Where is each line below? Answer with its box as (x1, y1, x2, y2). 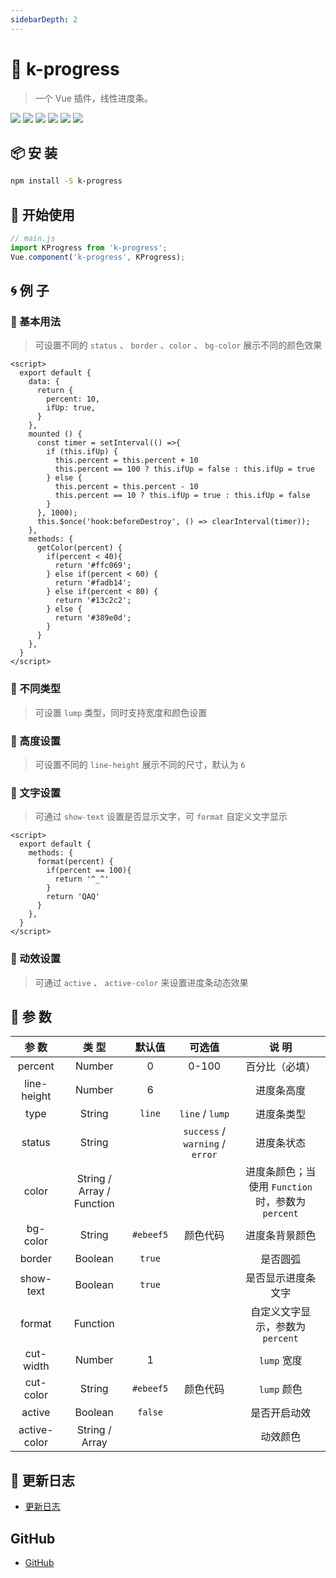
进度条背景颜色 (245, 1229, 317, 1243)
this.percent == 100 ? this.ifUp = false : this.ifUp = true (54, 464, 315, 475)
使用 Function (248, 1180, 313, 1194)
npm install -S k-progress (10, 176, 123, 186)
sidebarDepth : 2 (10, 14, 78, 25)
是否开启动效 (250, 1406, 312, 1420)
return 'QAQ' (46, 892, 101, 902)
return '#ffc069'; (54, 561, 132, 571)
